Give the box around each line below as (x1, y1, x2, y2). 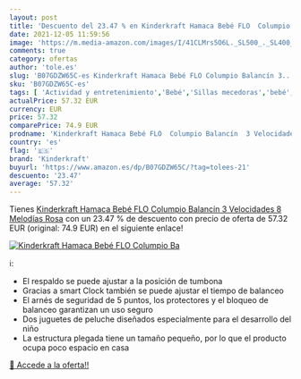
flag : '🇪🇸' (9, 146, 54, 155)
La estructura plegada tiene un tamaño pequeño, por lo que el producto (21, 333, 287, 344)
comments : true (9, 46, 66, 55)
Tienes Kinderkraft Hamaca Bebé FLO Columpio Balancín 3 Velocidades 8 (9, 204, 282, 215)
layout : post (9, 13, 58, 22)
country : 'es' (9, 138, 63, 147)
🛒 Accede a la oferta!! (9, 359, 90, 371)
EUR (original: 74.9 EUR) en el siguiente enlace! (9, 223, 184, 233)
